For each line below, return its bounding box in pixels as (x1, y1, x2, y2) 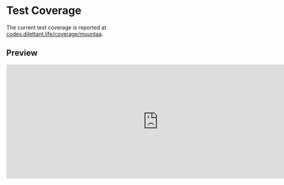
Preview (6, 48, 38, 58)
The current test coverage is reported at (6, 24, 107, 31)
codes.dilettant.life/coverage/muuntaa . (6, 30, 104, 37)
